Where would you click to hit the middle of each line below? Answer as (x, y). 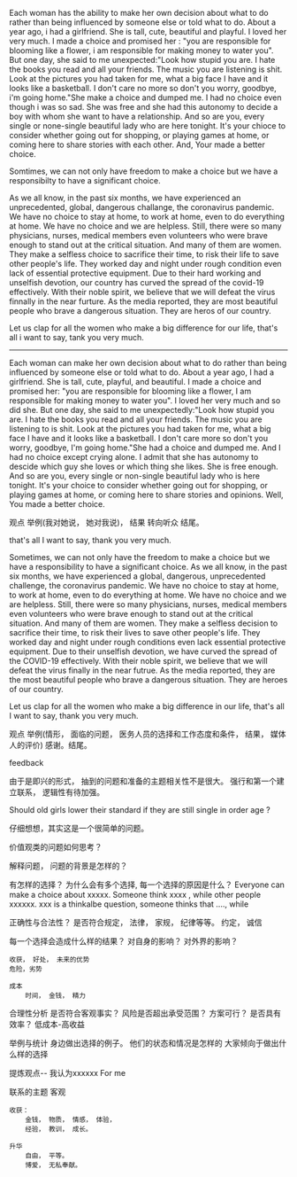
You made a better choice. (57, 504)
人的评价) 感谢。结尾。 (51, 745)
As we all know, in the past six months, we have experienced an (125, 198)
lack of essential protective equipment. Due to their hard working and (135, 273)
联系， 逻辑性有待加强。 (60, 792)
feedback (27, 763)
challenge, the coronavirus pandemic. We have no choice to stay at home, (144, 585)
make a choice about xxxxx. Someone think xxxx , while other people (135, 895)
